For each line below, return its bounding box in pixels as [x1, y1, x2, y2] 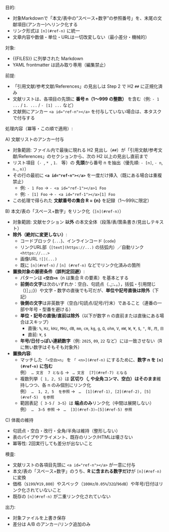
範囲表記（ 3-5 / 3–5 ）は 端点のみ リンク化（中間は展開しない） [20, 400, 154, 406]
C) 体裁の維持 [5, 417, 34, 423]
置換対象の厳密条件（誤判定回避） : [12, 269, 85, 274]
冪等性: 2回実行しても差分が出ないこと [12, 441, 93, 446]
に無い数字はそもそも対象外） [20, 344, 82, 350]
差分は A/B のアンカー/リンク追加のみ [12, 521, 91, 527]
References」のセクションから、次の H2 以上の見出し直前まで [18, 153, 148, 159]
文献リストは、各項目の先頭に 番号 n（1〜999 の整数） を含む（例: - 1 [12, 96, 159, 102]
